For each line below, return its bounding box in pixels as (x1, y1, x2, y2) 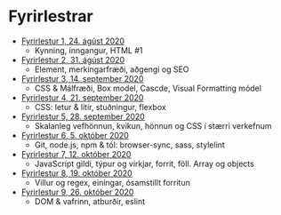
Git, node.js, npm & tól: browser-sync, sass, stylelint (34, 139, 226, 150)
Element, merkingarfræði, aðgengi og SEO (34, 64, 189, 75)
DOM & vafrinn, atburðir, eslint (34, 195, 146, 206)
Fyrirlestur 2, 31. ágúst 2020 (20, 54, 125, 65)
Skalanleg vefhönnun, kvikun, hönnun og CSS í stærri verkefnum (34, 120, 272, 131)
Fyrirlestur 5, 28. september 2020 (20, 111, 146, 122)
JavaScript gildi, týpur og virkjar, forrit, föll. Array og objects (34, 158, 254, 169)
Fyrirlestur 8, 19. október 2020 (20, 167, 132, 179)
